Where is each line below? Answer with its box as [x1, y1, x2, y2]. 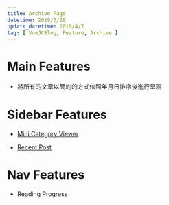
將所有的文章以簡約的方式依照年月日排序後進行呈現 [16, 83, 162, 91]
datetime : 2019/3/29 [7, 17, 67, 23]
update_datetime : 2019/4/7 [7, 23, 84, 30]
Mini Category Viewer [16, 130, 79, 138]
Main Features [7, 59, 91, 74]
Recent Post [16, 143, 52, 151]
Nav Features [7, 167, 85, 183]
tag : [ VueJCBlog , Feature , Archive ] [7, 29, 118, 36]
